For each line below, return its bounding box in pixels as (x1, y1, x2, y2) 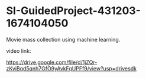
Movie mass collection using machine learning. (6, 36, 121, 43)
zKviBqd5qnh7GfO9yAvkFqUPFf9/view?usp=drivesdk (6, 65, 137, 72)
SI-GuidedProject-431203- (6, 4, 141, 18)
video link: (6, 47, 31, 54)
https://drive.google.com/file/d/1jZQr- (6, 59, 98, 66)
